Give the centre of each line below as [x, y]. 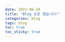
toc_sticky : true [23, 32]
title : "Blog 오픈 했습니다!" [33, 14]
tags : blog [16, 23]
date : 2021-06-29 [23, 9]
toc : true [15, 28]
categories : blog [23, 18]
